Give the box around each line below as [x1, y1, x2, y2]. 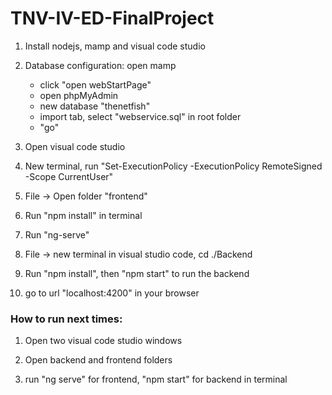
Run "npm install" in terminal [24, 209, 143, 221]
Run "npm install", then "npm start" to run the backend [24, 267, 250, 279]
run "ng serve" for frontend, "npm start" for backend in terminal [24, 373, 288, 386]
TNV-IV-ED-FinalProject [10, 7, 215, 30]
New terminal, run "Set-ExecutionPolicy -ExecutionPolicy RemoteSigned [24, 160, 323, 172]
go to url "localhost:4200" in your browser [24, 287, 200, 299]
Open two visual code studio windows [24, 335, 183, 347]
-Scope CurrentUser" [24, 170, 114, 182]
